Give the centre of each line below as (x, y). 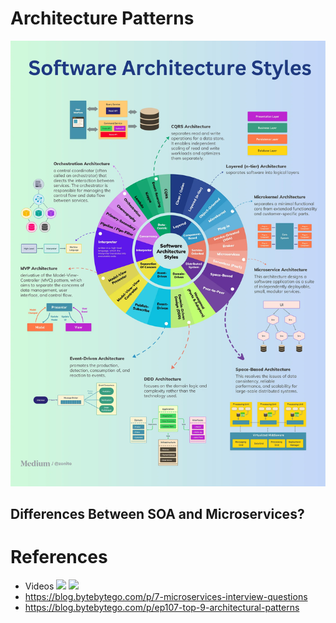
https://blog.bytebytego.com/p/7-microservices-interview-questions (166, 597)
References (59, 557)
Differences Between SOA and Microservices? (157, 514)
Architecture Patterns (102, 18)
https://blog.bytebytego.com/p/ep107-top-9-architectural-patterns (162, 608)
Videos (39, 586)
